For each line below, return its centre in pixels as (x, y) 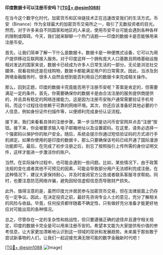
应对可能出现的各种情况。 (31, 209)
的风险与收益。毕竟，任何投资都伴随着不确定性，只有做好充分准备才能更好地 (81, 203)
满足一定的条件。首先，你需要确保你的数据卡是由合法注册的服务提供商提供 (79, 93)
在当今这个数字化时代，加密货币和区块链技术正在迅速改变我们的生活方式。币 (81, 18)
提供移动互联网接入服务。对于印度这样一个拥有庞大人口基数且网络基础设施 (83, 59)
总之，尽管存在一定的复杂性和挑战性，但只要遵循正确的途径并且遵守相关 (77, 220)
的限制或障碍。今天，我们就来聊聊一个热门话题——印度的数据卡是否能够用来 (81, 36)
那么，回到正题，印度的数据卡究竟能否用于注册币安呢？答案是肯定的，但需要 (81, 87)
